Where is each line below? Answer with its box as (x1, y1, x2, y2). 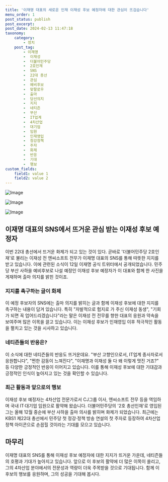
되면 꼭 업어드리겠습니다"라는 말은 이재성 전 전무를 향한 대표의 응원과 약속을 (10, 312, 159, 318)
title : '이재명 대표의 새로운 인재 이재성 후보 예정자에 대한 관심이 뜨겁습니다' (5, 7, 149, 13)
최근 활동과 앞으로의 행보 (5, 384, 61, 391)
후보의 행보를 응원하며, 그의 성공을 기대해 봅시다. (5, 471, 101, 477)
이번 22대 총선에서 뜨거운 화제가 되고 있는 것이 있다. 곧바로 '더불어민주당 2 (5, 249, 151, 255)
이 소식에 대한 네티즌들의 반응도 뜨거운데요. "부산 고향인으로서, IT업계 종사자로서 (5, 351, 163, 357)
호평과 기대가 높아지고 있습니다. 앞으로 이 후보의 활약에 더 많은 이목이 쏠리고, (10, 458, 161, 464)
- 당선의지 (23, 96, 44, 101)
